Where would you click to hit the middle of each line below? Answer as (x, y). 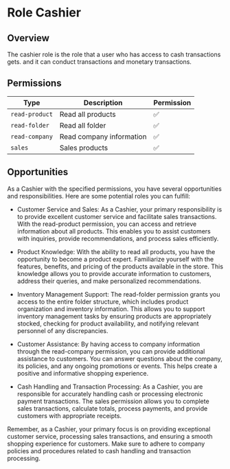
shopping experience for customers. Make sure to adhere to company (106, 444)
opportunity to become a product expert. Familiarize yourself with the (115, 259)
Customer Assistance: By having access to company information (108, 344)
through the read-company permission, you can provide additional (111, 351)
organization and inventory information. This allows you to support (111, 309)
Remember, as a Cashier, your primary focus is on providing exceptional (109, 429)
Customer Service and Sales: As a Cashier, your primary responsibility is (119, 209)
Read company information (103, 137)
